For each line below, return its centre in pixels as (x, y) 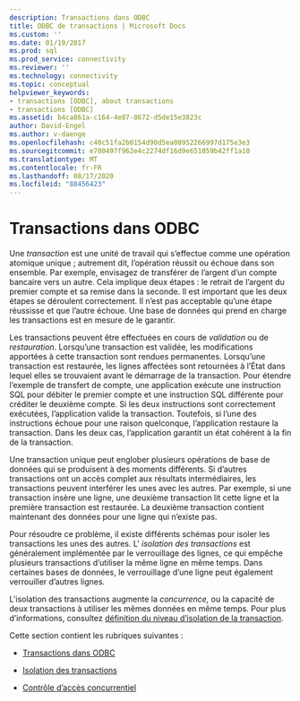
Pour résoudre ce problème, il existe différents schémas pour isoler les (140, 534)
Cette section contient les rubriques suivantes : (96, 636)
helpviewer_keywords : (50, 92)
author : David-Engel (48, 126)
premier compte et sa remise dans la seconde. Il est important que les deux (148, 291)
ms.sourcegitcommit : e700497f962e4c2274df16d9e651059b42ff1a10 (130, 151)
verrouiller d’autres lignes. (57, 582)
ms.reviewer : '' (39, 68)
